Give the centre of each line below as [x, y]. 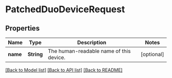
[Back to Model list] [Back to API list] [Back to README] [64, 70]
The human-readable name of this [89, 51]
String [35, 54]
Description [92, 43]
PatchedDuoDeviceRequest [65, 9]
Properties [23, 28]
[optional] [152, 54]
